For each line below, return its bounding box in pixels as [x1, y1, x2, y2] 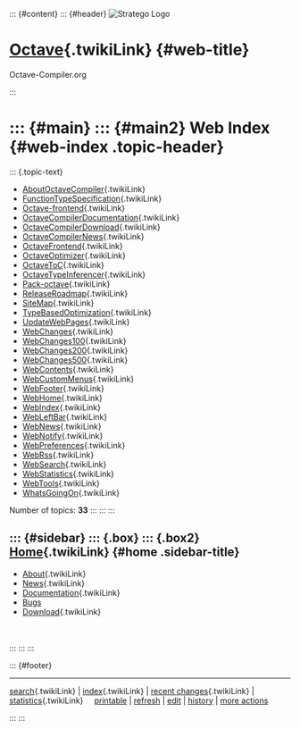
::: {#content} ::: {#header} [9, 9, 107, 19]
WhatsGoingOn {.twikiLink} [21, 487, 121, 498]
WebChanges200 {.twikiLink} [21, 345, 129, 356]
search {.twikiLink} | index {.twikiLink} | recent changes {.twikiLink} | [9, 685, 254, 696]
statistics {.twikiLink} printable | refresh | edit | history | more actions [9, 695, 269, 706]
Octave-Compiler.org [9, 69, 87, 80]
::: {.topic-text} [9, 166, 64, 177]
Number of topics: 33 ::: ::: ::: [9, 505, 115, 515]
